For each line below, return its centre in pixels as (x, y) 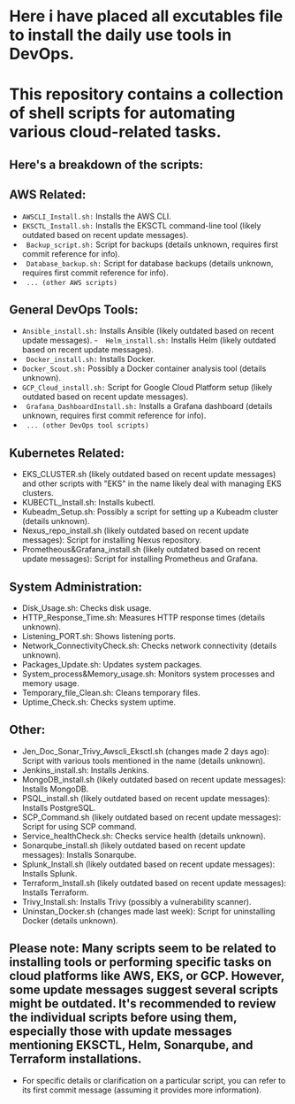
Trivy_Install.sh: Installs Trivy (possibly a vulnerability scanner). (136, 901)
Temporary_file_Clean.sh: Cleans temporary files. (111, 693)
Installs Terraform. (55, 892)
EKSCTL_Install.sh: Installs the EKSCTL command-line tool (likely (141, 225)
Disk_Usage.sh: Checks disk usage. (87, 608)
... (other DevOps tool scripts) (87, 426)
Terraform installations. (76, 1059)
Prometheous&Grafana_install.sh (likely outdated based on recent (141, 550)
